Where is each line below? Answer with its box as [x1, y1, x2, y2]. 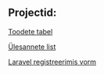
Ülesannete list [8, 42, 56, 51]
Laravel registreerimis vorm [8, 57, 96, 66]
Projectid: [8, 6, 57, 19]
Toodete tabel [8, 26, 53, 36]
